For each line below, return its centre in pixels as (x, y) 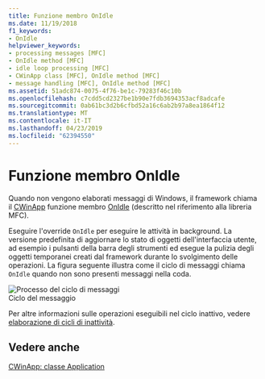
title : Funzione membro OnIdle (61, 16)
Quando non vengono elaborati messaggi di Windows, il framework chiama (133, 198)
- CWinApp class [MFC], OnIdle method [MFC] (84, 76)
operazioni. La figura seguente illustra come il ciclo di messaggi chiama (127, 265)
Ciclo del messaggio (42, 298)
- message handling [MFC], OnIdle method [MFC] (90, 83)
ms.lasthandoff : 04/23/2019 (56, 128)
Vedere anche (44, 347)
